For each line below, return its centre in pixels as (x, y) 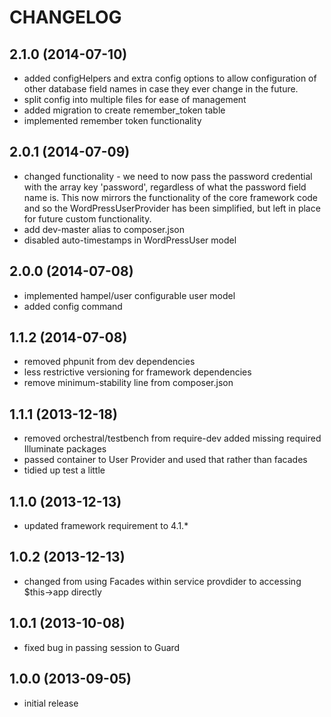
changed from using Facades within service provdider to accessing (162, 581)
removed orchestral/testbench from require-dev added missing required (172, 438)
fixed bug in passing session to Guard (102, 647)
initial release (51, 703)
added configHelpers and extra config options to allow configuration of (170, 78)
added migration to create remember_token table (124, 110)
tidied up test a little (64, 470)
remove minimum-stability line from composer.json (128, 383)
